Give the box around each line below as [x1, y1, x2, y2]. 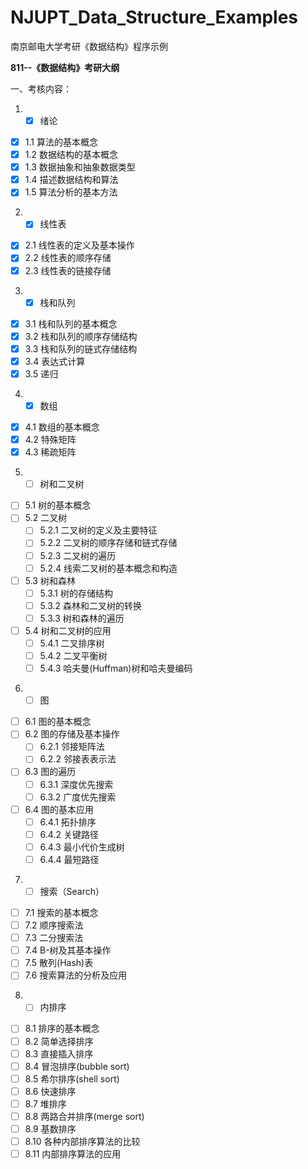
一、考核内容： [10, 82, 72, 95]
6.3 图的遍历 [24, 766, 77, 778]
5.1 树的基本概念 [24, 499, 92, 511]
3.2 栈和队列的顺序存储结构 [24, 330, 138, 342]
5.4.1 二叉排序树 [39, 637, 105, 649]
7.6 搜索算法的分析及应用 [24, 969, 128, 981]
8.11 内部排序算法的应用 [24, 1148, 122, 1160]
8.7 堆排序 [24, 1097, 67, 1110]
